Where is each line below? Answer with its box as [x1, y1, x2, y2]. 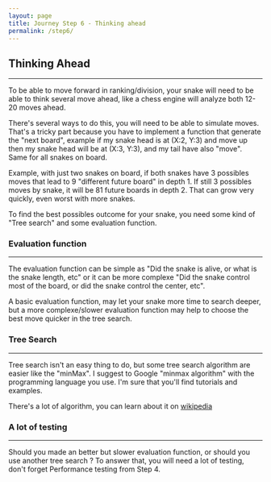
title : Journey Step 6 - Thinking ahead [8, 19, 147, 27]
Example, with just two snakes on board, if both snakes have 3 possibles [8, 168, 249, 178]
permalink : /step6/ [8, 27, 74, 35]
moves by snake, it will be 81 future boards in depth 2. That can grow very [8, 185, 254, 195]
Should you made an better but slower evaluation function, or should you [8, 447, 251, 457]
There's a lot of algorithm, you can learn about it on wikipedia [8, 401, 213, 411]
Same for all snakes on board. [8, 152, 107, 162]
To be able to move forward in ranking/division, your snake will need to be [8, 85, 254, 95]
